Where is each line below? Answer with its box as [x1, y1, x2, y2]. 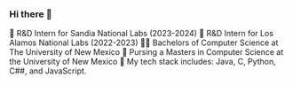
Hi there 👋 [9, 8, 53, 20]
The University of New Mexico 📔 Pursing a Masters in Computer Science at [9, 47, 284, 58]
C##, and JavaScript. [9, 66, 87, 76]
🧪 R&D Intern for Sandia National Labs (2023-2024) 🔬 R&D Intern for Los [9, 28, 273, 39]
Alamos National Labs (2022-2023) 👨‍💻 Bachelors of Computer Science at [9, 37, 279, 48]
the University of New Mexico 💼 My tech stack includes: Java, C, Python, [9, 57, 277, 67]
